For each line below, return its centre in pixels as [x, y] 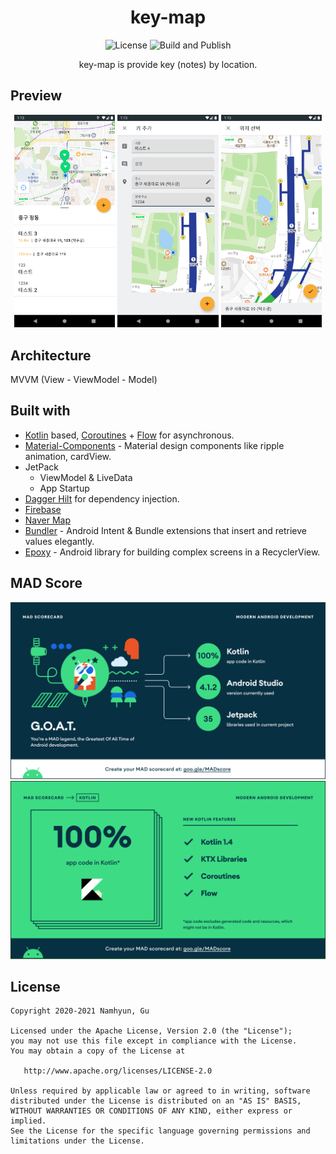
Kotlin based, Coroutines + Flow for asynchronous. [129, 435]
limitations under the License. [77, 1141]
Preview [36, 96]
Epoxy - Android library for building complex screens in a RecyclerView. [172, 552]
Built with [40, 411]
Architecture [51, 355]
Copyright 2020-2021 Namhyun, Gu [80, 1011]
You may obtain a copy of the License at [98, 1051]
